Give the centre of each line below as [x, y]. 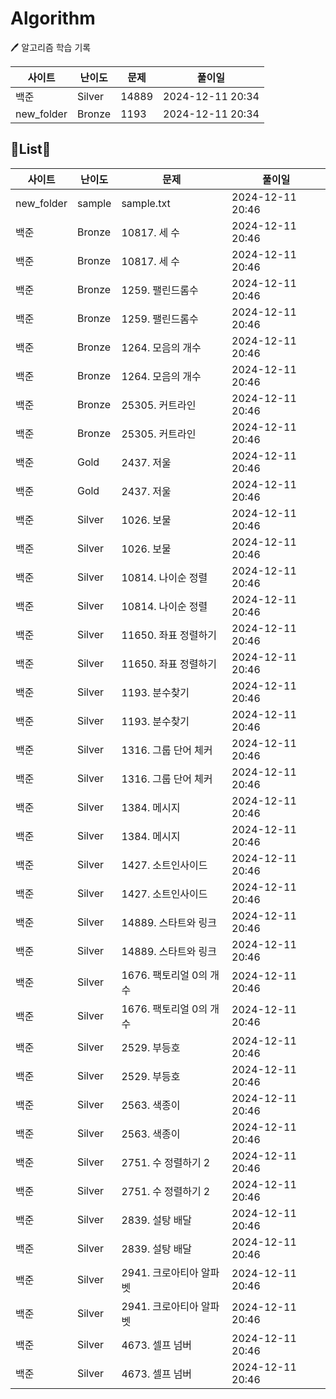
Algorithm [53, 18]
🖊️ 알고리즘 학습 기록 [51, 47]
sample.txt [146, 203]
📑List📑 [31, 149]
